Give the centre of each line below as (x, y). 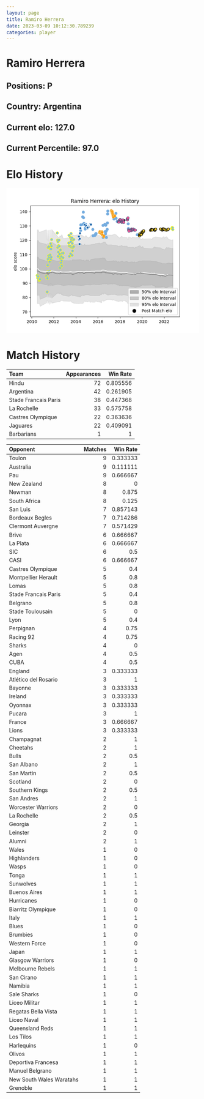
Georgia (19, 824)
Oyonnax (20, 705)
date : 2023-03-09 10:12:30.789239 (50, 26)
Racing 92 (22, 637)
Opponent (22, 449)
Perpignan (22, 628)
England (19, 671)
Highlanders (24, 858)
